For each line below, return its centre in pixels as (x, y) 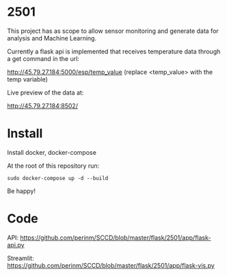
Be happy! (22, 191)
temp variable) (27, 79)
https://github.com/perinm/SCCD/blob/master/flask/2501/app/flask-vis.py (111, 265)
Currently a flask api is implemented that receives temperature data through (114, 51)
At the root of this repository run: (53, 166)
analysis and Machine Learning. (52, 38)
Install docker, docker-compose (52, 152)
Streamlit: (21, 258)
